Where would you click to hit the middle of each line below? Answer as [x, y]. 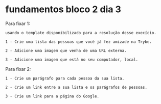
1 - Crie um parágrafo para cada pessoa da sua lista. [65, 78]
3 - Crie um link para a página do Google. [52, 96]
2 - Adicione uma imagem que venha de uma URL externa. [66, 50]
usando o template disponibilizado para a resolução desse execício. [81, 33]
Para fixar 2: [18, 69]
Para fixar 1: [18, 23]
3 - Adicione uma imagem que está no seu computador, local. [72, 60]
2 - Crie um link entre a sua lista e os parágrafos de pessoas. [76, 87]
